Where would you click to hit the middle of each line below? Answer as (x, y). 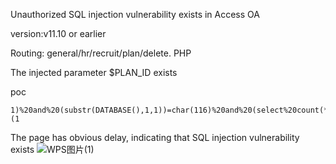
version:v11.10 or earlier (58, 33)
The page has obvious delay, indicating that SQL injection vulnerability (155, 137)
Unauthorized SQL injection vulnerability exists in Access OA (135, 14)
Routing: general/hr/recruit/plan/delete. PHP (101, 53)
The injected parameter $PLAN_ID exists (94, 72)
